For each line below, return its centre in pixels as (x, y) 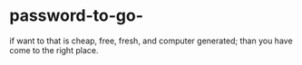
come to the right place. (54, 50)
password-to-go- (76, 16)
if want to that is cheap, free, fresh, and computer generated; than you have (151, 41)
